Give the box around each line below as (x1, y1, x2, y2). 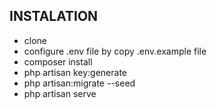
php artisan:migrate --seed (23, 77, 136, 89)
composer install (23, 55, 93, 68)
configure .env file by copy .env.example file (23, 45, 207, 57)
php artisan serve (23, 87, 97, 99)
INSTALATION (9, 8, 99, 25)
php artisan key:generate (23, 66, 128, 78)
